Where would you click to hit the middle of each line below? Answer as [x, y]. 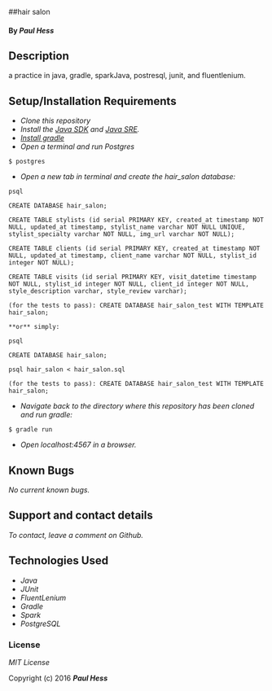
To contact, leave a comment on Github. [76, 535]
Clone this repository [55, 120]
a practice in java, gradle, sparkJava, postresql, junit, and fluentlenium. [127, 76]
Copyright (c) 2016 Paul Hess [58, 678]
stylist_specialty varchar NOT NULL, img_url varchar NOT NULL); [121, 234]
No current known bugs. [49, 490]
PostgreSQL [40, 623]
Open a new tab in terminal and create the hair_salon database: [128, 177]
